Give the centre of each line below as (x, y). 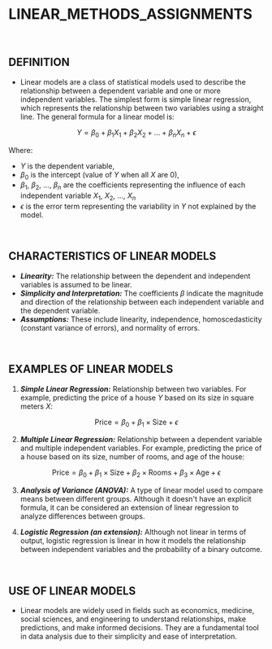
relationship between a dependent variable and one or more (121, 90)
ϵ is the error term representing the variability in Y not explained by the (138, 206)
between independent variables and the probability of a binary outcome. (141, 550)
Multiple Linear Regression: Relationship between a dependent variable (141, 440)
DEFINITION (39, 62)
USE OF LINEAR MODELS (72, 591)
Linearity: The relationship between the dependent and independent (135, 276)
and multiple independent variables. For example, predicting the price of (141, 448)
